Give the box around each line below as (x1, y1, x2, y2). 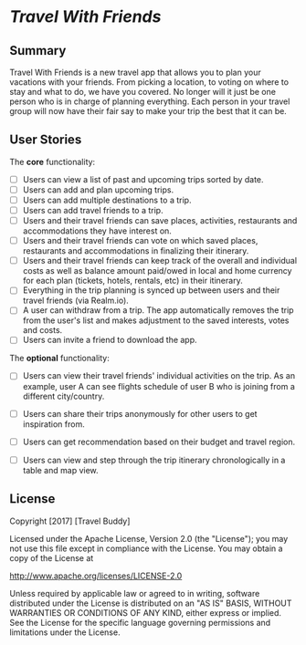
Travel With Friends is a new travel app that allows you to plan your (9, 67, 262, 78)
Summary (9, 43, 67, 58)
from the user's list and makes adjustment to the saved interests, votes (22, 315, 290, 326)
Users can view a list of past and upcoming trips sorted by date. (22, 173, 264, 184)
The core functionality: (9, 156, 96, 167)
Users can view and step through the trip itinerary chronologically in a (22, 454, 286, 465)
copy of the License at (9, 552, 94, 563)
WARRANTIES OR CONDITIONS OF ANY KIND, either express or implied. (9, 607, 281, 618)
